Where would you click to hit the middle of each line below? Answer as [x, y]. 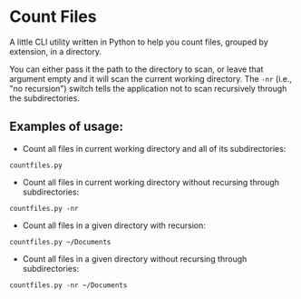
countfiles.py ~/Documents [60, 242]
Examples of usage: [67, 127]
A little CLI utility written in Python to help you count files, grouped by [139, 42]
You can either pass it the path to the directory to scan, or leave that [136, 69]
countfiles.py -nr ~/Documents [68, 285]
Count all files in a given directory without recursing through [135, 259]
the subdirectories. [44, 98]
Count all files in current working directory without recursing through [150, 182]
